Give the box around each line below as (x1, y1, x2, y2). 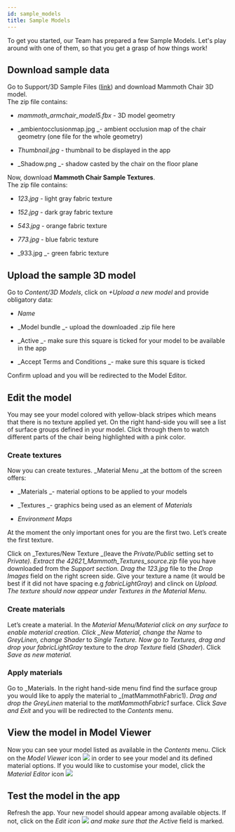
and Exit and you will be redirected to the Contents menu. (7, 706, 174, 714)
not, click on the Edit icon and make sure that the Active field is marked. (7, 817, 224, 826)
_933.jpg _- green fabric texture (17, 249, 109, 258)
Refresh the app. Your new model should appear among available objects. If (7, 809, 227, 817)
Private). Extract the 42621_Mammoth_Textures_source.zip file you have (7, 557, 216, 565)
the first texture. (7, 536, 54, 544)
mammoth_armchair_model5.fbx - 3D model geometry (17, 111, 175, 120)
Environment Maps (17, 515, 72, 523)
